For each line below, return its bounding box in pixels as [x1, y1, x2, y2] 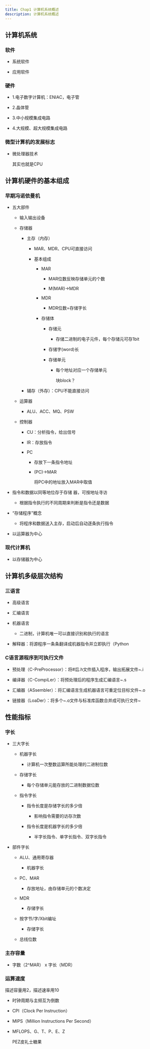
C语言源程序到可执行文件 [5, 654, 64, 661]
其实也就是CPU [12, 161, 43, 167]
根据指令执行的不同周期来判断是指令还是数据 [19, 500, 110, 506]
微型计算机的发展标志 [5, 139, 55, 146]
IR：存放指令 [26, 440, 53, 445]
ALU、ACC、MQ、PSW [26, 408, 75, 414]
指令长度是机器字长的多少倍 [26, 824, 83, 829]
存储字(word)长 [48, 347, 79, 352]
